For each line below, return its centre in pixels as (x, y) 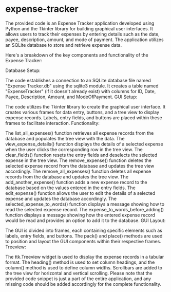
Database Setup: (23, 70)
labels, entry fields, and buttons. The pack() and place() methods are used (84, 236)
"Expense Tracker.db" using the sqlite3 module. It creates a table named (82, 86)
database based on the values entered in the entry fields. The (71, 188)
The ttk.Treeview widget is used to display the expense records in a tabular (85, 257)
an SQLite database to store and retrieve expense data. (64, 45)
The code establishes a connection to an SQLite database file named (78, 80)
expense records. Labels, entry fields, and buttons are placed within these (84, 117)
